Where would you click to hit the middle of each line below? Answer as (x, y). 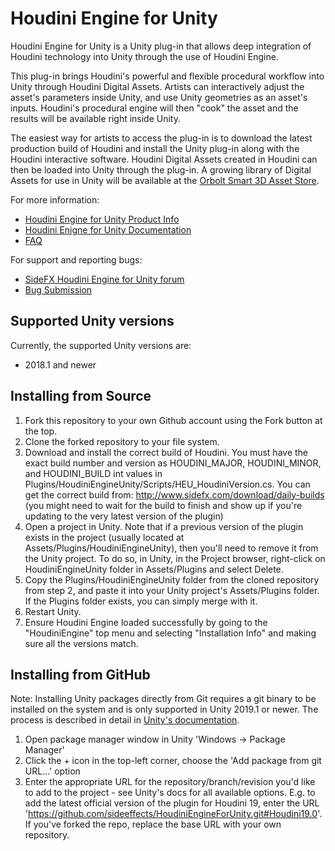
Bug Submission (58, 289)
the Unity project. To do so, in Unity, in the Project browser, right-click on (175, 558)
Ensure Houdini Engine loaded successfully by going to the (146, 622)
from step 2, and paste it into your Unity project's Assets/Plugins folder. (172, 590)
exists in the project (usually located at (104, 537)
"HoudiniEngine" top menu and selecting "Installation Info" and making (170, 633)
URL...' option (52, 771)
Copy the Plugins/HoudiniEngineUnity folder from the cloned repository (172, 579)
